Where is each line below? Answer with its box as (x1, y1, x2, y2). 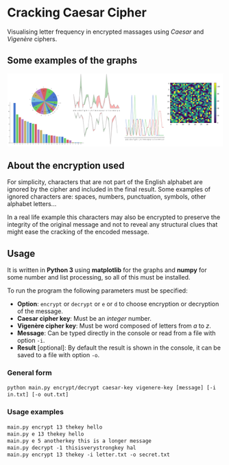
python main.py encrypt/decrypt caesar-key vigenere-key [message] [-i (7, 385, 216, 392)
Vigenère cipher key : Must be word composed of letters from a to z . (16, 321, 211, 330)
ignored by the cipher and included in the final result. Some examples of (7, 185, 211, 194)
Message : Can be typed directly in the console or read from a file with (16, 329, 216, 337)
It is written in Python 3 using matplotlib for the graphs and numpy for (7, 266, 207, 274)
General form (7, 368, 53, 378)
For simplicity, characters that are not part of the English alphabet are (7, 178, 204, 186)
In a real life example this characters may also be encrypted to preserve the (7, 213, 221, 221)
